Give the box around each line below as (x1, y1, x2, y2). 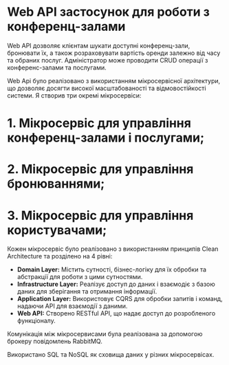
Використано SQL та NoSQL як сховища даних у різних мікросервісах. (7, 351, 215, 359)
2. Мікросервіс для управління (7, 162, 194, 177)
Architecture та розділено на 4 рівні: (7, 252, 113, 261)
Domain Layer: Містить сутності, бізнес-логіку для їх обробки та (17, 265, 207, 274)
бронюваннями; (7, 176, 105, 192)
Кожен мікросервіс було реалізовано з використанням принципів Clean (7, 245, 219, 253)
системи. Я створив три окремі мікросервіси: (7, 91, 142, 100)
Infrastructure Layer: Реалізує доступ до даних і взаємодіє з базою (17, 280, 215, 289)
